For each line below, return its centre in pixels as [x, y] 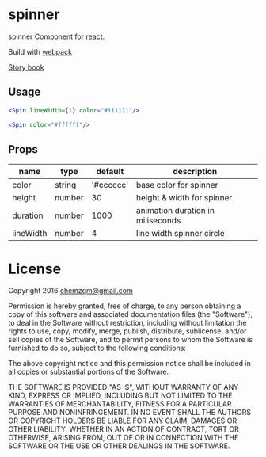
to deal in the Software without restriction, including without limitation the [127, 323]
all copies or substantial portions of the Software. [88, 372]
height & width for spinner [184, 198]
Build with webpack [40, 51]
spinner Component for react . [57, 36]
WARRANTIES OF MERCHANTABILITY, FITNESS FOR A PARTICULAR [120, 404]
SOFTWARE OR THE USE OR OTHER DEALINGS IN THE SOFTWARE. [119, 446]
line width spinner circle [180, 234]
